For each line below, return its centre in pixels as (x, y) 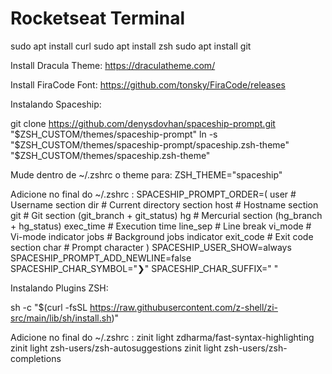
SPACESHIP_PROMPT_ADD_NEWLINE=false (101, 258)
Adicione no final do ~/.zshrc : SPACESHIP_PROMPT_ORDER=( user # (153, 194)
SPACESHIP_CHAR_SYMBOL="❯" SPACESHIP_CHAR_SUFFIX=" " (144, 268)
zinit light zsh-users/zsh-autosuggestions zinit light (116, 348)
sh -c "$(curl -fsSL (49, 307)
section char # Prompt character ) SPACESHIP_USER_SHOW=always (151, 247)
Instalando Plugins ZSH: (59, 288)
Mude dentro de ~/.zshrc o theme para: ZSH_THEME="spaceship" (146, 174)
